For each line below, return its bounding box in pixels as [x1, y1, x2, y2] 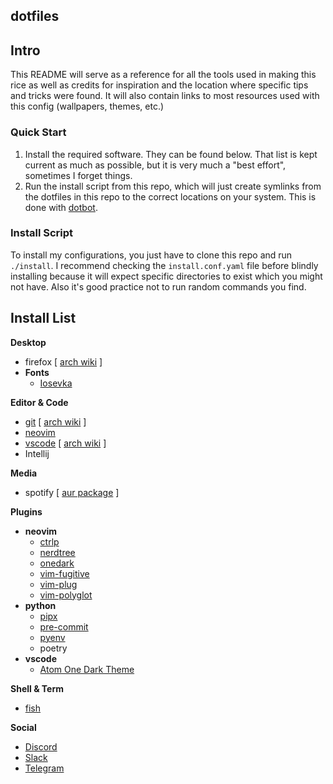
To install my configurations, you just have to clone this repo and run [10, 249, 293, 261]
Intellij [24, 447, 50, 459]
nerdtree [39, 546, 76, 558]
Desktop [10, 336, 47, 348]
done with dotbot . [24, 201, 98, 213]
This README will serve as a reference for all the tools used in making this [10, 69, 317, 81]
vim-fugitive [39, 567, 90, 579]
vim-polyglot [39, 589, 93, 601]
